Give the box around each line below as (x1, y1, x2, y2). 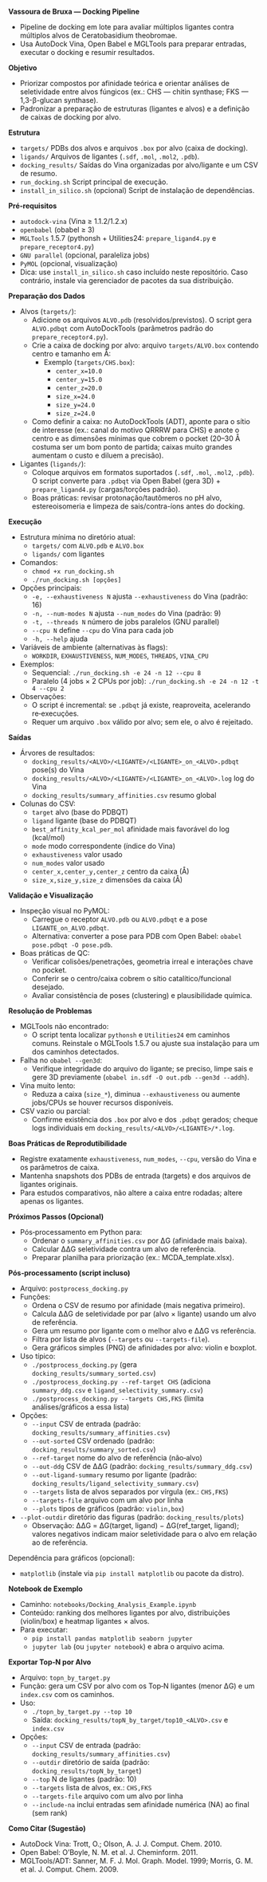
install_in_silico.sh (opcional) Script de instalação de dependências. (19, 186, 255, 194)
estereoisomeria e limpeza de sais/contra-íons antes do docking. (31, 501, 245, 511)
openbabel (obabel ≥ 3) (19, 225, 96, 234)
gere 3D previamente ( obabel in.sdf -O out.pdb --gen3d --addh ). (31, 1072, 249, 1082)
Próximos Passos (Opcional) (8, 1212, 104, 1221)
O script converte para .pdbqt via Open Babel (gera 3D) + (31, 476, 221, 485)
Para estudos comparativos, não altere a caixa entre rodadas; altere (19, 1188, 243, 1197)
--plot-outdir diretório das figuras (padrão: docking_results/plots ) (19, 1512, 245, 1522)
